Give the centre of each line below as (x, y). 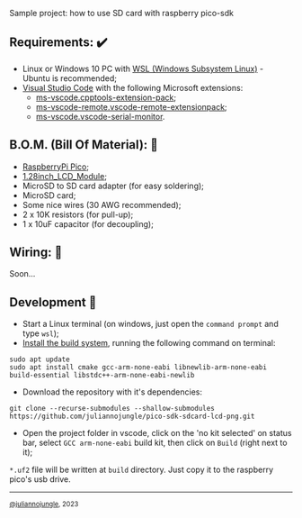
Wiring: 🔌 (36, 253)
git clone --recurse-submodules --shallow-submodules (112, 409)
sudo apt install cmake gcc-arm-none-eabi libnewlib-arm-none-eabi (138, 368)
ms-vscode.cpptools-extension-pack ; (106, 97)
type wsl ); (41, 333)
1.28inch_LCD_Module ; (65, 176)
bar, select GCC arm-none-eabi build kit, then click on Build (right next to (155, 443)
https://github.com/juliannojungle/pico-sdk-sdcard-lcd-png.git (132, 417)
